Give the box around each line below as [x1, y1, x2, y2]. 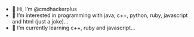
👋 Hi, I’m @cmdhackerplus [11, 6, 78, 12]
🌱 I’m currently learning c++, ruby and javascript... [11, 24, 136, 31]
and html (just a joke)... [11, 18, 69, 25]
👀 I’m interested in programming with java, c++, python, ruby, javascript [11, 12, 188, 19]
